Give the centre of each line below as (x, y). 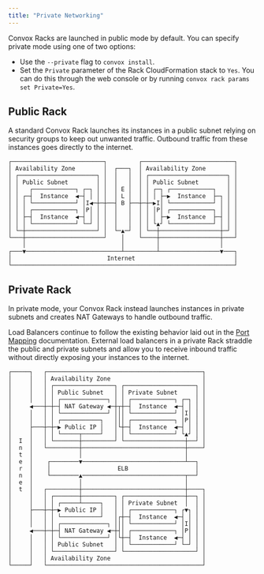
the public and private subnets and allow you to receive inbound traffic (123, 349)
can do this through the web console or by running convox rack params (134, 78)
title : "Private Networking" (56, 15)
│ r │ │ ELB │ (104, 469)
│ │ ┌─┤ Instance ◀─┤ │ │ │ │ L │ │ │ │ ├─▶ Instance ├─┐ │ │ (123, 197)
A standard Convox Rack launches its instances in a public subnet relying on (132, 130)
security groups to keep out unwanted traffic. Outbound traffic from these (128, 139)
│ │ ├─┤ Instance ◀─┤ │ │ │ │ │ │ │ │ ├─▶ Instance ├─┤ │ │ (123, 217)
